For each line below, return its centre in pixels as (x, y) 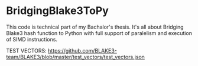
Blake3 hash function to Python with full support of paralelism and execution (99, 33)
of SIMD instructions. (32, 39)
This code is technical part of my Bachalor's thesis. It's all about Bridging (95, 27)
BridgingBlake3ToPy (58, 11)
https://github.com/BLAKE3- (82, 50)
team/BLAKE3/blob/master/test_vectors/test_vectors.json (75, 57)
